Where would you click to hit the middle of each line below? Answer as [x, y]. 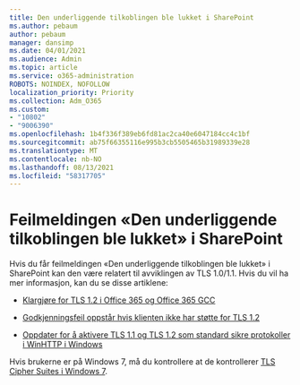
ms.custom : [30, 109]
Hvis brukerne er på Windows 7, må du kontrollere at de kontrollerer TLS [142, 362]
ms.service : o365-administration [72, 76]
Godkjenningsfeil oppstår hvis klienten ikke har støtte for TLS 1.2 [141, 318]
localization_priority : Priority [72, 92]
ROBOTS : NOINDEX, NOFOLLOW [60, 84]
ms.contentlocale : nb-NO [56, 159]
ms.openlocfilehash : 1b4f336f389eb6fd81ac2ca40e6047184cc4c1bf [130, 134]
